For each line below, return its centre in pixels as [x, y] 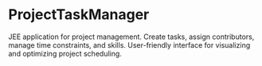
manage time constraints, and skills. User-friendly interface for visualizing [129, 45]
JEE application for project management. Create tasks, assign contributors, [131, 37]
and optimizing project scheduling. [65, 53]
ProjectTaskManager [79, 15]
